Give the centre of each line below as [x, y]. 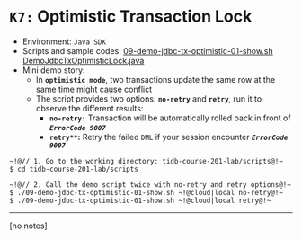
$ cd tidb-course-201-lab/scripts [74, 169]
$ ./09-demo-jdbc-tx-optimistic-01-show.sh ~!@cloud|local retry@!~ [140, 200]
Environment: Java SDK [64, 41]
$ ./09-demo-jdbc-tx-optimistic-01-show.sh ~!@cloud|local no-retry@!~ [146, 192]
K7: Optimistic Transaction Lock [131, 17]
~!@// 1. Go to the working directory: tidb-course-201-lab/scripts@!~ [146, 161]
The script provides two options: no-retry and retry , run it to [149, 98]
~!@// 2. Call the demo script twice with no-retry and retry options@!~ [151, 185]
